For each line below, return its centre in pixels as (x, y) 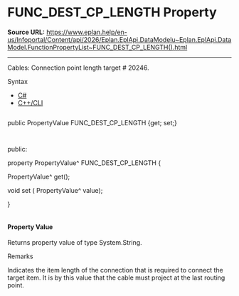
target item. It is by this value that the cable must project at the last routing (116, 277)
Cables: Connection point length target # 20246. (78, 68)
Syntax (18, 81)
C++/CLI (30, 102)
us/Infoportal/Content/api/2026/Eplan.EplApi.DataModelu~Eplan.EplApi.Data (119, 39)
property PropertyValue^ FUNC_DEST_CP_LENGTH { (84, 163)
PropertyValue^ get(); (39, 176)
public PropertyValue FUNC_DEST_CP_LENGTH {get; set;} (92, 122)
